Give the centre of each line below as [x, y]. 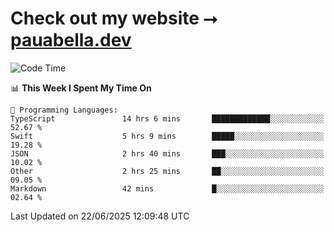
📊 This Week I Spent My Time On [81, 88]
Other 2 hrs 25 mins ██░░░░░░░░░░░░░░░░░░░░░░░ [167, 171]
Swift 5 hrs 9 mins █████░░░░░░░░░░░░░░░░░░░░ [167, 136]
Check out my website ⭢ [114, 18]
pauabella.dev [71, 40]
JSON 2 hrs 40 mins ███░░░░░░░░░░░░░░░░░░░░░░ [167, 153]
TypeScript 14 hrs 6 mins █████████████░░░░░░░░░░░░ [167, 118]
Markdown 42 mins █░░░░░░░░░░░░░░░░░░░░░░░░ [167, 188]
